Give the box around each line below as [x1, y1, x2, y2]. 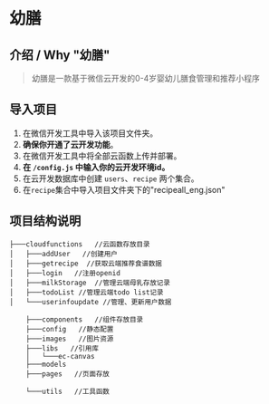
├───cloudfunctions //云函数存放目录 [9, 239, 150, 249]
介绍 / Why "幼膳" [9, 47, 110, 63]
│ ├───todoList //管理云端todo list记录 [9, 287, 164, 297]
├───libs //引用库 [25, 343, 100, 353]
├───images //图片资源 [25, 334, 114, 343]
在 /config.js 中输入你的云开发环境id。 [22, 161, 170, 172]
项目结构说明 [9, 214, 82, 229]
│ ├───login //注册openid [9, 268, 120, 277]
